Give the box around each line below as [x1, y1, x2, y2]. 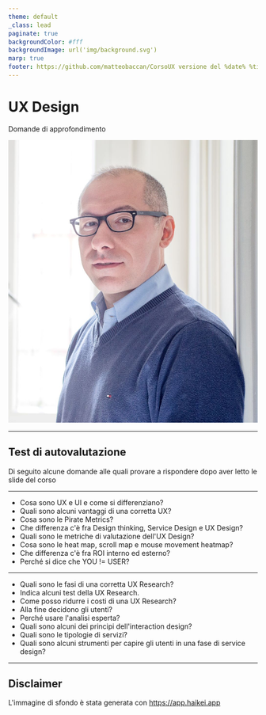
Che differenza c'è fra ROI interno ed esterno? [19, 548, 170, 557]
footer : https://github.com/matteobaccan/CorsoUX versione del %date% [8, 63, 246, 71]
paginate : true [8, 29, 59, 37]
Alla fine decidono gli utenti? [19, 604, 113, 614]
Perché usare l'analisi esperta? [19, 613, 120, 622]
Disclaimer [8, 677, 63, 690]
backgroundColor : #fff [8, 38, 83, 46]
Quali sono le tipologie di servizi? [19, 629, 128, 639]
